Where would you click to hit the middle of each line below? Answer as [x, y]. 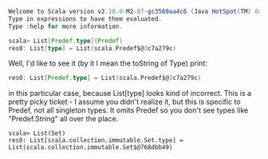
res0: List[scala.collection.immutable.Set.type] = [96, 141]
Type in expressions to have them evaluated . [85, 19]
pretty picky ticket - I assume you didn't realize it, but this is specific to [124, 102]
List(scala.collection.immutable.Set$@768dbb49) [91, 148]
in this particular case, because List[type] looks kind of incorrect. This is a [130, 93]
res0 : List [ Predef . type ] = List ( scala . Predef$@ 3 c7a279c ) [105, 78]
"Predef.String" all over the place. [63, 119]
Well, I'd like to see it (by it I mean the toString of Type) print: [108, 63]
